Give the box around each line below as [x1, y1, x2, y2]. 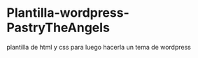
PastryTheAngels [6, 20, 110, 36]
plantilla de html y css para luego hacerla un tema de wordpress [6, 43, 192, 51]
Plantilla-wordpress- [6, 5, 130, 21]
